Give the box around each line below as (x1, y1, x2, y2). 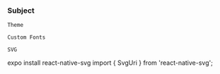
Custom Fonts (7, 34, 46, 41)
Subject (7, 6, 35, 16)
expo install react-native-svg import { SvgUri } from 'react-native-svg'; (7, 58, 214, 67)
